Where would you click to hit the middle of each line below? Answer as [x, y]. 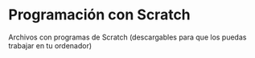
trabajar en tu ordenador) [50, 45]
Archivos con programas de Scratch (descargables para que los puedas [127, 37]
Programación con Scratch [99, 15]
